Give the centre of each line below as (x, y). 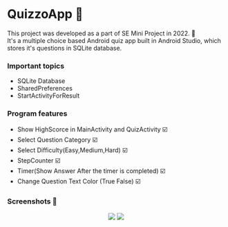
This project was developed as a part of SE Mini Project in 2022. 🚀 (101, 33)
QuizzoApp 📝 (45, 14)
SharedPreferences (45, 89)
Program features (37, 113)
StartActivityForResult (48, 96)
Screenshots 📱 (32, 201)
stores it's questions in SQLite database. (65, 48)
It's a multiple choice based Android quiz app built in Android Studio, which (114, 40)
